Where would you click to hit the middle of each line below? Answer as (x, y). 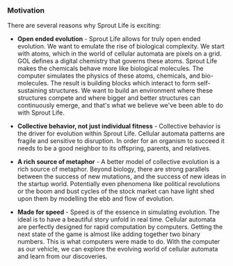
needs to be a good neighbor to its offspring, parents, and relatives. (114, 149)
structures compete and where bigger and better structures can (109, 98)
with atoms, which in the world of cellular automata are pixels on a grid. (119, 53)
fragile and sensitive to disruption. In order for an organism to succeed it (121, 141)
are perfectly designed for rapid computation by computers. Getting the (120, 227)
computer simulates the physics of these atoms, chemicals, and (109, 76)
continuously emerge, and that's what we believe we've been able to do (120, 106)
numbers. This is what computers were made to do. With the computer (119, 242)
